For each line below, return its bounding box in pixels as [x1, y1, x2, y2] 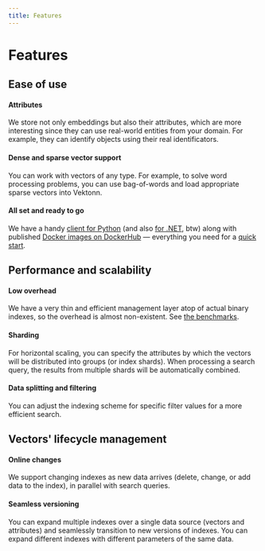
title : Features [8, 11, 62, 20]
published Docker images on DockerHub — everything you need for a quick [8, 232, 257, 242]
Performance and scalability [8, 264, 152, 277]
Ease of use [8, 77, 68, 92]
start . [8, 240, 26, 250]
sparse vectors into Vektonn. [8, 187, 103, 197]
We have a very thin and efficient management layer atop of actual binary [8, 304, 249, 313]
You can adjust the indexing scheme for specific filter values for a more [8, 400, 243, 411]
